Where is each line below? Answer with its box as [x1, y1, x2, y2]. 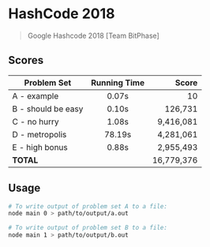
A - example [12, 90, 59, 101]
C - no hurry [12, 116, 59, 127]
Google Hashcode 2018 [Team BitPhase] [27, 31, 159, 40]
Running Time [90, 77, 144, 88]
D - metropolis [12, 129, 67, 140]
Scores [8, 54, 44, 67]
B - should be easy [12, 103, 84, 114]
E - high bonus [12, 141, 69, 152]
